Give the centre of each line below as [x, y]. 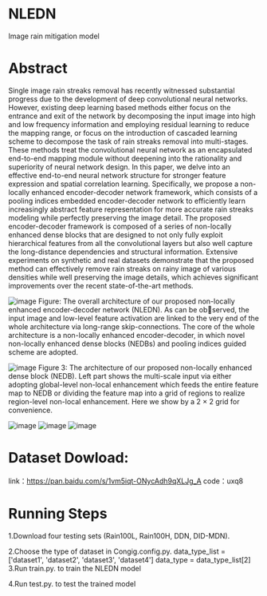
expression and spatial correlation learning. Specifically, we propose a [124, 184]
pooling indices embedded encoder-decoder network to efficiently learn [127, 201]
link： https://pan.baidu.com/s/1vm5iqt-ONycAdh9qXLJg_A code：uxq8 [126, 481]
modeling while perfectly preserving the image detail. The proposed [120, 217]
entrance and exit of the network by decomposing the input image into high [132, 116]
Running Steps [58, 514]
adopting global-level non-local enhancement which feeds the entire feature [133, 384]
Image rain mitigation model [54, 36]
